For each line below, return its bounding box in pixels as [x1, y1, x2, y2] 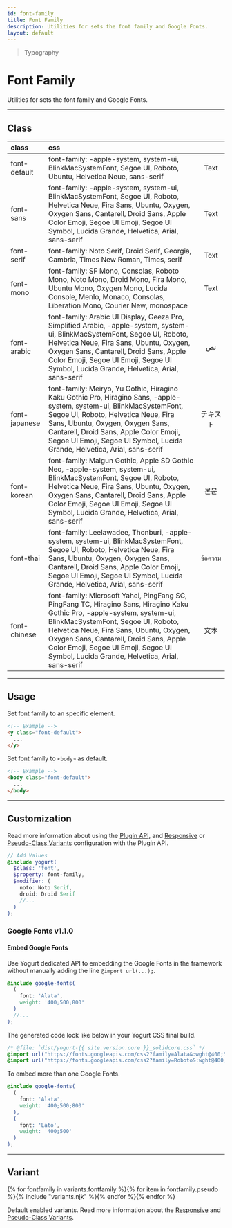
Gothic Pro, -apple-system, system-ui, [48, 608, 176, 617]
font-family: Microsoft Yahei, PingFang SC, [48, 591, 188, 600]
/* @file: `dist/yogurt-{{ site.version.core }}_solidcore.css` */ [7, 1044, 206, 1051]
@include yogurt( [7, 858, 57, 866]
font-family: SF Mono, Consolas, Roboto [48, 266, 180, 276]
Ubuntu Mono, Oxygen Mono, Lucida [48, 283, 168, 293]
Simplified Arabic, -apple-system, [48, 321, 160, 330]
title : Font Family [7, 17, 64, 24]
